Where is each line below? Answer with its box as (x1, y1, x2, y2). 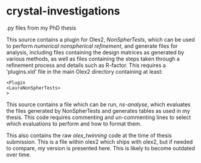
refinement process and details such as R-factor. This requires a (6, 62, 166, 69)
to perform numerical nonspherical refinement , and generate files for (6, 42, 178, 50)
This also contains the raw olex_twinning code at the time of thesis (6, 132, 172, 139)
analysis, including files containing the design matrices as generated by (6, 48, 185, 56)
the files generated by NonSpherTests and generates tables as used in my (6, 107, 190, 114)
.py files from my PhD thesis (6, 24, 77, 31)
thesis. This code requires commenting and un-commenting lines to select (6, 113, 191, 121)
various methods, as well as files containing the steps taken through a (6, 55, 180, 62)
